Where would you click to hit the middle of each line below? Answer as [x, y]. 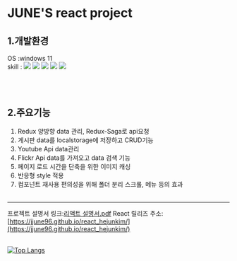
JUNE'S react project [70, 13]
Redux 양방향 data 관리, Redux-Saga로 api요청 [83, 131]
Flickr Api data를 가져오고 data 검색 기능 [74, 158]
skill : [15, 66]
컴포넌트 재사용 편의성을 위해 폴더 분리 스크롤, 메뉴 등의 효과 [100, 184]
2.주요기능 [29, 113]
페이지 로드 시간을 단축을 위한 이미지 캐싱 [74, 166]
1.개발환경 [28, 41]
